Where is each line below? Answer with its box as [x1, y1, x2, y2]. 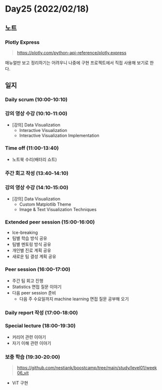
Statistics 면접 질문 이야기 [12, 284, 62, 290]
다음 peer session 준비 [12, 290, 56, 295]
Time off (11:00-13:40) [5, 145, 59, 151]
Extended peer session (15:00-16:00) [5, 218, 95, 225]
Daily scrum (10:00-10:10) [5, 96, 68, 103]
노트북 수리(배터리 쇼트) [12, 156, 57, 162]
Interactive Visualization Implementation [19, 132, 99, 139]
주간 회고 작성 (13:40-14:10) [5, 170, 69, 177]
